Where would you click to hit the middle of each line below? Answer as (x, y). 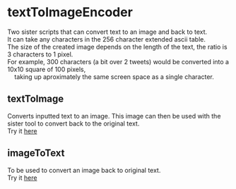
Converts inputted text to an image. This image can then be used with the (114, 116)
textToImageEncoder (70, 12)
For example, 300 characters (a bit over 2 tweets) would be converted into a (118, 61)
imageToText (36, 153)
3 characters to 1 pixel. (40, 54)
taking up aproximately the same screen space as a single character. (114, 77)
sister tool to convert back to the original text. (73, 123)
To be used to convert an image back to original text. (84, 170)
